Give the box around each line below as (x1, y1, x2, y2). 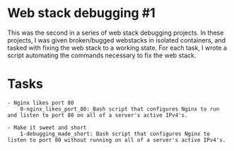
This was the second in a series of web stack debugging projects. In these (7, 28, 224, 37)
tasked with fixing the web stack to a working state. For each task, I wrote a (7, 43, 228, 52)
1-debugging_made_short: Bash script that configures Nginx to (20, 130, 211, 138)
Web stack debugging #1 (7, 5, 156, 21)
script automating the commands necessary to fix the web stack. (7, 51, 197, 60)
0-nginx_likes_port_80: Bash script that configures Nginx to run (20, 105, 220, 113)
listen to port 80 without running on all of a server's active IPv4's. (7, 136, 226, 143)
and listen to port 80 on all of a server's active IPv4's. (7, 111, 189, 118)
